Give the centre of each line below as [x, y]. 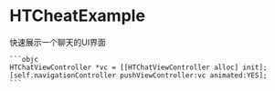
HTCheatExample [78, 16]
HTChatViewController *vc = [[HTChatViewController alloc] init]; [138, 67]
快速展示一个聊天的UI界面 [58, 42]
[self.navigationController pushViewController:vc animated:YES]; [138, 75]
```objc [24, 59]
